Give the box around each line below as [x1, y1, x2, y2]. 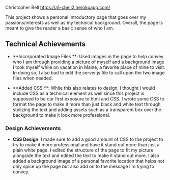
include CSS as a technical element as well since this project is [12, 90, 145, 96]
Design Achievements [5, 124, 61, 132]
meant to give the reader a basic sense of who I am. [5, 25, 115, 31]
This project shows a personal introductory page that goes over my [5, 14, 147, 20]
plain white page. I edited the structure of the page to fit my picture [12, 147, 154, 153]
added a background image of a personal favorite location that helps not [12, 158, 164, 164]
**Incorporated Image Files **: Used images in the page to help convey [12, 53, 164, 59]
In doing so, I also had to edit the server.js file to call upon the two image [12, 69, 165, 75]
